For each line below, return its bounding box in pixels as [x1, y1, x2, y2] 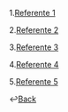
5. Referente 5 [9, 76, 59, 87]
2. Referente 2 [9, 25, 59, 35]
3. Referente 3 [9, 42, 59, 52]
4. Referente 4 [9, 60, 59, 69]
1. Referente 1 [9, 8, 56, 18]
